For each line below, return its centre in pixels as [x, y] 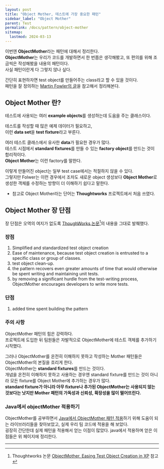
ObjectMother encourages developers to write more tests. [71, 284]
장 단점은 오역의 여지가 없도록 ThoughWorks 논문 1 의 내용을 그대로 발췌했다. [77, 223]
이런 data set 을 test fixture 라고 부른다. [43, 132]
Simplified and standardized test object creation [60, 248]
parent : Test [18, 23]
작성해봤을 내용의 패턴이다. [43, 63]
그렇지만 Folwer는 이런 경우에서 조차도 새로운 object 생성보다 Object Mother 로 [81, 177]
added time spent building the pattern [50, 309]
